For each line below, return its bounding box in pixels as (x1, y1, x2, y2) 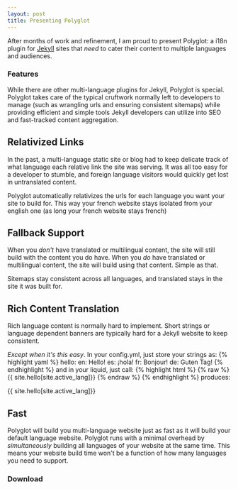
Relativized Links (7, 136, 84, 148)
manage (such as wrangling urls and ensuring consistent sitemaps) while (7, 100, 221, 109)
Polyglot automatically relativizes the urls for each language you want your (7, 191, 225, 199)
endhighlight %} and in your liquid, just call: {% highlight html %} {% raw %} (7, 366, 230, 374)
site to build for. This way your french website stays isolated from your (7, 199, 213, 207)
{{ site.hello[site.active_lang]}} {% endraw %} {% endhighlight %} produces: (7, 373, 231, 382)
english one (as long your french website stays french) (7, 207, 167, 215)
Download (7, 473, 44, 483)
